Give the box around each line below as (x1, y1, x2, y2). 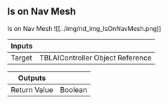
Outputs (18, 73, 46, 83)
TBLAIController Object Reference (39, 53, 153, 63)
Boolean (59, 84, 88, 94)
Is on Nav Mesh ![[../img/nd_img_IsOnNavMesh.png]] (7, 24, 162, 32)
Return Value (11, 84, 53, 94)
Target (11, 53, 33, 63)
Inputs (11, 41, 33, 51)
